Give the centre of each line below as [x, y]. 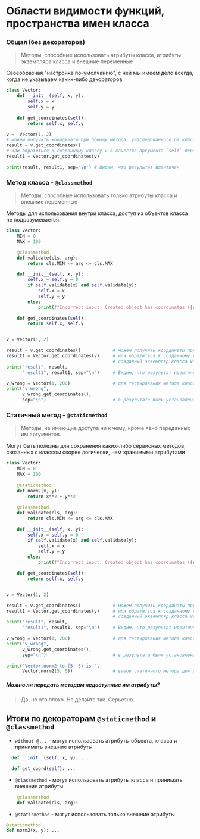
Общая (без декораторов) [46, 42]
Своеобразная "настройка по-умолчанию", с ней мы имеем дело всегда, [100, 73]
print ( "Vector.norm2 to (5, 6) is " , [53, 666]
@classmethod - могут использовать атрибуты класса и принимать [99, 780]
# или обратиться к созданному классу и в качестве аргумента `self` [94, 151]
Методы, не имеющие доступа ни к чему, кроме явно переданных [105, 428]
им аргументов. [41, 434]
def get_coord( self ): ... [44, 768]
